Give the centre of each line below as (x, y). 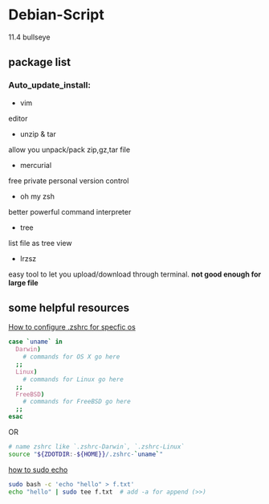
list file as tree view (40, 243)
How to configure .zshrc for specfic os (72, 327)
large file (23, 282)
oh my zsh (37, 196)
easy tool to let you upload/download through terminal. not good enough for (135, 274)
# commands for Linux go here (73, 379)
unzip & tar (38, 133)
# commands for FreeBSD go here (77, 402)
